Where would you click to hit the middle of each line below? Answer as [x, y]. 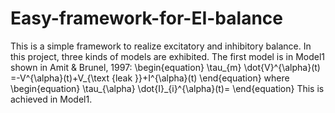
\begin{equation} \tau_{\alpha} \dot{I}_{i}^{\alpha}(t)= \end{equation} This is [167, 88]
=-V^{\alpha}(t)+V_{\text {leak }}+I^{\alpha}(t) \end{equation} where [150, 78]
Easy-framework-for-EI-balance [146, 18]
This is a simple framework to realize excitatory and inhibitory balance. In [161, 46]
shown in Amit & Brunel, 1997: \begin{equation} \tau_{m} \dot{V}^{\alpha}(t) [165, 67]
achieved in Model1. [51, 99]
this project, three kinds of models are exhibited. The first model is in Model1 [168, 56]
